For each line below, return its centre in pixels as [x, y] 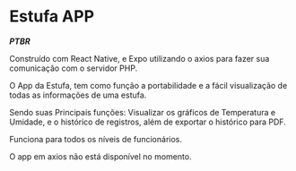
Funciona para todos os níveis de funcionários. [96, 139]
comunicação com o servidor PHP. [74, 68]
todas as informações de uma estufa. [78, 95]
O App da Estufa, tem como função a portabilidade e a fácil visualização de [148, 85]
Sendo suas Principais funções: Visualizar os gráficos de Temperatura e [143, 112]
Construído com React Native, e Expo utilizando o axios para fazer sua [139, 58]
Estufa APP [52, 17]
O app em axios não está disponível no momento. [100, 156]
